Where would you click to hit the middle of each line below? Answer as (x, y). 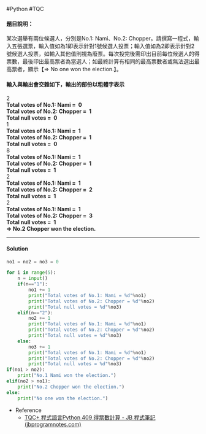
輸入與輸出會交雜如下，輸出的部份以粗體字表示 (65, 84)
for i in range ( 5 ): (31, 273)
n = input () (32, 279)
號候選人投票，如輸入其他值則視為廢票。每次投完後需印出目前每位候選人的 (100, 54)
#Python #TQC (25, 9)
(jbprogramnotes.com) (53, 424)
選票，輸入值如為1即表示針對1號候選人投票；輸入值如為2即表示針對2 (109, 46)
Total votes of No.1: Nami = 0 (44, 105)
